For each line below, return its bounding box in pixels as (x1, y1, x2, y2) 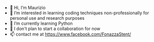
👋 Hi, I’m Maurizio (9, 5, 46, 10)
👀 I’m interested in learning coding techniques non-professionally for (9, 10, 149, 16)
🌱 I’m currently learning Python (9, 20, 73, 26)
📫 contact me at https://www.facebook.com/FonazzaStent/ (9, 31, 131, 37)
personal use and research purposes (9, 15, 85, 21)
